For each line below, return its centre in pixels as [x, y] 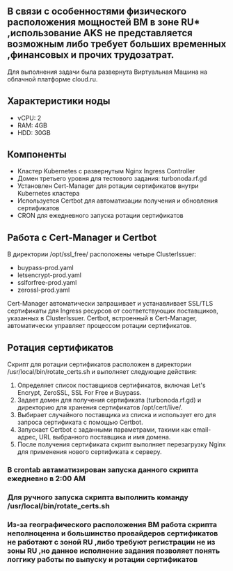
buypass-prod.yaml [46, 268]
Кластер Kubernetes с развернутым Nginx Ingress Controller [106, 171]
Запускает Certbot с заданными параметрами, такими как [104, 430]
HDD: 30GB [34, 132]
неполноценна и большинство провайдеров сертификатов [113, 533]
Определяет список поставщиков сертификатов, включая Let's [112, 385]
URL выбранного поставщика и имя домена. [105, 437]
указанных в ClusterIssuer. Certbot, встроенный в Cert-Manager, [102, 318]
